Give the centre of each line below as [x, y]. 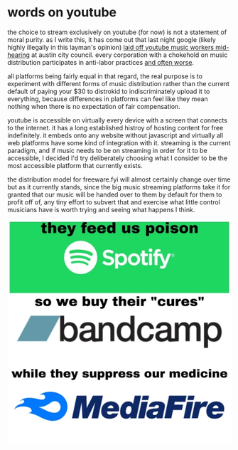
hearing [19, 55]
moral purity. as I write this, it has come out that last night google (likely [112, 39]
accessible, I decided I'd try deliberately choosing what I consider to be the [118, 158]
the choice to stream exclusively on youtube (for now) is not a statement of [117, 32]
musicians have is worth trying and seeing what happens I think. [101, 209]
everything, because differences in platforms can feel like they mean [108, 99]
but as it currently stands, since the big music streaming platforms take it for [119, 187]
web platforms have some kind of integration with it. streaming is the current [119, 142]
